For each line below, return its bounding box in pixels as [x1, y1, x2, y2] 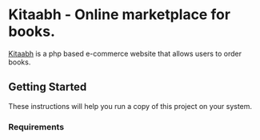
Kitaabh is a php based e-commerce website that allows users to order [8, 49, 242, 58]
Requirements [8, 121, 65, 132]
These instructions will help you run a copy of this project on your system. [8, 101, 253, 111]
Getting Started [8, 80, 87, 94]
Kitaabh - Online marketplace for [8, 6, 230, 24]
